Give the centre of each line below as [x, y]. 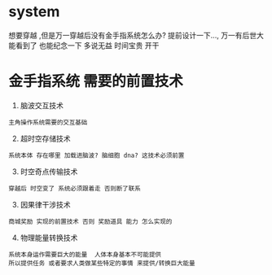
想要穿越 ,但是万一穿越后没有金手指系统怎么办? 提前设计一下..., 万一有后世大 [136, 35]
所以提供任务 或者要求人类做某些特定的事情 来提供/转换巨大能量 [102, 263]
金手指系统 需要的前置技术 [96, 82]
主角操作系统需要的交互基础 [48, 122]
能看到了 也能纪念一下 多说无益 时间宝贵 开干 [84, 45]
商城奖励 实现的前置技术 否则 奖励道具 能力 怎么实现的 [90, 221]
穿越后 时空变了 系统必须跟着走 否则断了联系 [75, 188]
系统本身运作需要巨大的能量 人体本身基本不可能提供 [85, 255]
